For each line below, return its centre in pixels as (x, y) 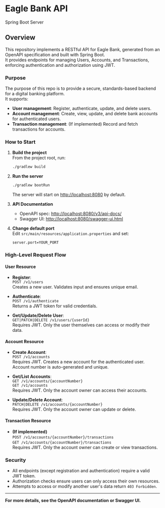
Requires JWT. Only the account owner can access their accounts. (80, 390)
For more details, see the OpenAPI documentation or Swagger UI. (73, 500)
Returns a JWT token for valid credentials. (55, 306)
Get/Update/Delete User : (38, 316)
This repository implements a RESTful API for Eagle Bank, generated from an (82, 49)
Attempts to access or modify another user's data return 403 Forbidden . (84, 486)
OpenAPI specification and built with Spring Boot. (55, 54)
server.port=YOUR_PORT (35, 243)
